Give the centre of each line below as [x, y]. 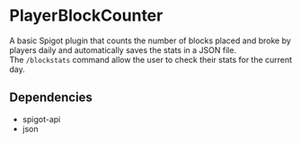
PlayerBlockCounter [86, 16]
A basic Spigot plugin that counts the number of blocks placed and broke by [150, 40]
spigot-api [41, 119]
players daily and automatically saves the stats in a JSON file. [123, 49]
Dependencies [51, 98]
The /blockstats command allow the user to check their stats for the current [151, 59]
